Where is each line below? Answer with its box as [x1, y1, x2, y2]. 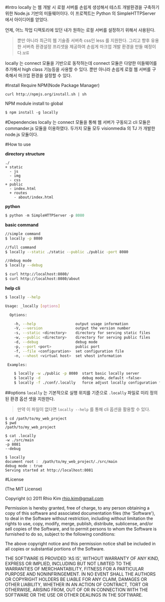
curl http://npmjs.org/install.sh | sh [5, 92, 87, 97]
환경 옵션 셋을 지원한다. [10, 396, 55, 402]
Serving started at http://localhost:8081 [5, 468, 93, 473]
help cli [5, 285, 21, 291]
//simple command [5, 231, 41, 236]
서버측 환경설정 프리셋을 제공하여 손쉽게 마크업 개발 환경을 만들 [22, 44, 143, 49]
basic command [5, 222, 39, 228]
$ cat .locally [5, 433, 36, 438]
